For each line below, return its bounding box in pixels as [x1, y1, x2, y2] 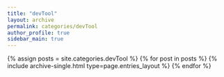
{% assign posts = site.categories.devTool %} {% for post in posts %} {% [7, 54, 218, 63]
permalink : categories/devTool [7, 23, 98, 30]
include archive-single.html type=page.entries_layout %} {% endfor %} [7, 62, 211, 70]
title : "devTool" [7, 10, 58, 17]
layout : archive [7, 16, 54, 23]
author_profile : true [7, 29, 70, 36]
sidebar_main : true [7, 36, 64, 43]
